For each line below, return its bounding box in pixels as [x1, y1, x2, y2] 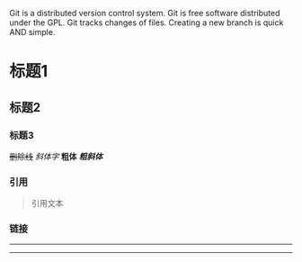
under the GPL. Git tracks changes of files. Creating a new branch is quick [9, 17, 284, 28]
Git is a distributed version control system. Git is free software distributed [9, 8, 280, 18]
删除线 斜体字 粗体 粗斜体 [9, 150, 103, 161]
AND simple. [9, 27, 56, 37]
